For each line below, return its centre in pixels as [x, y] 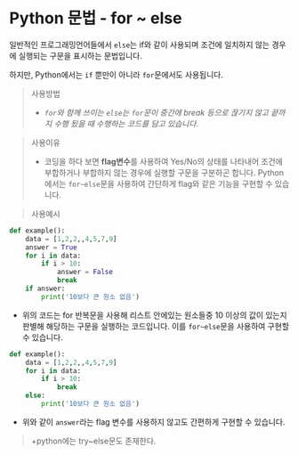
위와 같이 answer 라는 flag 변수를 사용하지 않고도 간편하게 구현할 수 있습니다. [153, 422]
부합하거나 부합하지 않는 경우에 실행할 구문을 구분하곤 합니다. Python [164, 172]
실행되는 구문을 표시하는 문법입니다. [80, 55]
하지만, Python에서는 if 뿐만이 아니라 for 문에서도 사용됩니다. [117, 74]
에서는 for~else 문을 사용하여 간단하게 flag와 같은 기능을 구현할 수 [158, 183]
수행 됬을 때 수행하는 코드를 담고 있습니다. [126, 123]
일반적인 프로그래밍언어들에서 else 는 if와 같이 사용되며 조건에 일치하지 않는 [140, 45]
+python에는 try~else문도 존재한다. [93, 441]
